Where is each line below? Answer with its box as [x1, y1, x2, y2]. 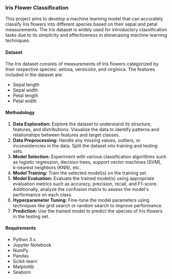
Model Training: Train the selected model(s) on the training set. [12, 169, 148, 176]
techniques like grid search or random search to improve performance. [12, 202, 163, 208]
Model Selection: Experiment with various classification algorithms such [12, 153, 167, 160]
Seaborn [12, 269, 31, 275]
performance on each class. [12, 191, 73, 198]
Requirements [5, 225, 36, 231]
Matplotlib [12, 263, 34, 270]
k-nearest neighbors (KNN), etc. [12, 164, 81, 170]
